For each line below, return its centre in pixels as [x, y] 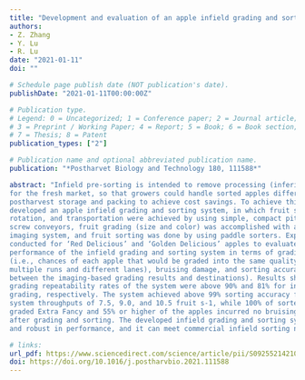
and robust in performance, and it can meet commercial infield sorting [150, 328]
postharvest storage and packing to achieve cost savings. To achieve [146, 202]
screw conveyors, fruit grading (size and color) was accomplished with [150, 227]
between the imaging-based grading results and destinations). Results [148, 278]
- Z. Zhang [30, 35]
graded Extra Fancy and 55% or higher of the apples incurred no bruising [154, 312]
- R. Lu [24, 52]
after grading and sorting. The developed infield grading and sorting [148, 320]
